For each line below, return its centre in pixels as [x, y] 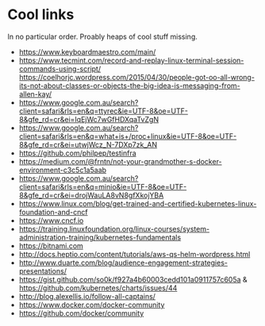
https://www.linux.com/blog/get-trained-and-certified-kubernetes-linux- [138, 203]
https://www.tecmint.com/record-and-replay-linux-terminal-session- [131, 60]
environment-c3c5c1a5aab [63, 170]
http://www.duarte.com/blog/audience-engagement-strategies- [123, 263]
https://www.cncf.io [51, 221]
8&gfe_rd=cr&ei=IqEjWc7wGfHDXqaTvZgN [89, 119]
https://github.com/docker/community [81, 313]
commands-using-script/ [60, 68]
